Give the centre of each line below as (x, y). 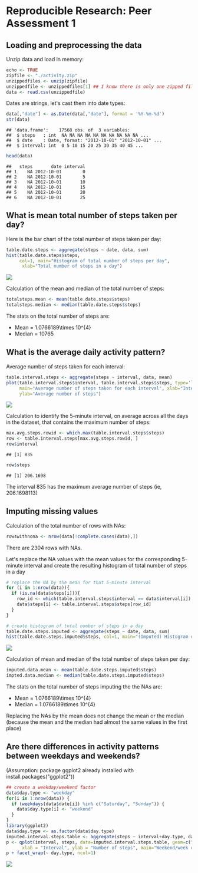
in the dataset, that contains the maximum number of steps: (79, 422)
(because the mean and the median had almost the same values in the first (97, 722)
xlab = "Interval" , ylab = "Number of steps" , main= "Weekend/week (105, 848)
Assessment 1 (41, 23)
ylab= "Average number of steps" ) (60, 394)
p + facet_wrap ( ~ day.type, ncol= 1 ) (51, 853)
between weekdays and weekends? (73, 756)
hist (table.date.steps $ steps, (43, 255)
